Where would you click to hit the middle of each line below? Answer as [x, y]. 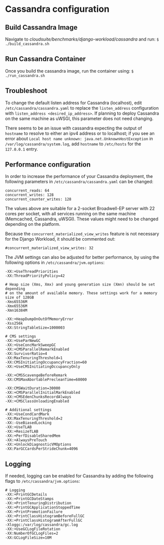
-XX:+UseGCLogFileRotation [33, 529]
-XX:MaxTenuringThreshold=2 [34, 419]
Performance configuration [48, 165]
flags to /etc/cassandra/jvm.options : [43, 481]
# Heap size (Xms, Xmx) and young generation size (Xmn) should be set [80, 285]
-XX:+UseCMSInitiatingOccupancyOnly [43, 367]
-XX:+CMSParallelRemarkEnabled [37, 349]
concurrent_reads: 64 [27, 191]
